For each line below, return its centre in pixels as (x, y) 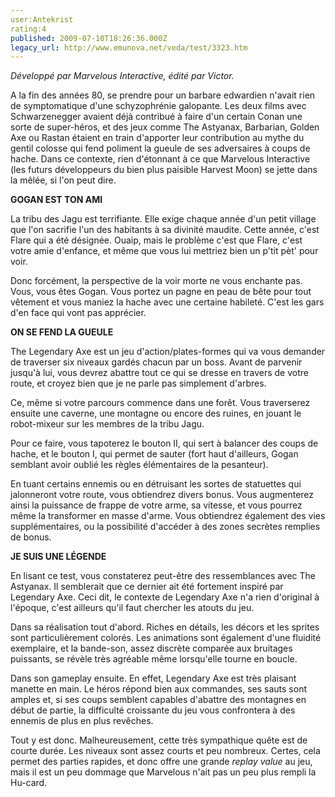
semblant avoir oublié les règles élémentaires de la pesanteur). (139, 465)
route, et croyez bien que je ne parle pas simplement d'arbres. (138, 383)
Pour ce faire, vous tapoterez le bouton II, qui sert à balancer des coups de (164, 443)
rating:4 (28, 29)
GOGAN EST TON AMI (56, 200)
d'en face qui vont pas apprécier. (78, 313)
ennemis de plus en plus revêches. (82, 721)
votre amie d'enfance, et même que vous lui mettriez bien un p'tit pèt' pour (164, 251)
